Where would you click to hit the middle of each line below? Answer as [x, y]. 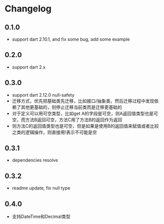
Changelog [28, 9]
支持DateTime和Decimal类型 [41, 216]
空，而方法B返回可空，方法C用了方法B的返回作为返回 [67, 120]
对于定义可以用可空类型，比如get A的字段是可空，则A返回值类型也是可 [85, 113]
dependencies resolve [35, 160]
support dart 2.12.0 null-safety [43, 95]
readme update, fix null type [41, 188]
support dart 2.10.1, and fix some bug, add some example [71, 39]
